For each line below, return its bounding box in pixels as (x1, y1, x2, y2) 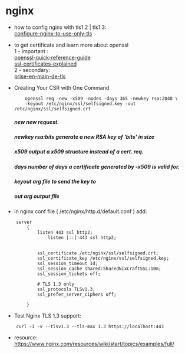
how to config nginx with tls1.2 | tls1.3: (14, 24, 107, 31)
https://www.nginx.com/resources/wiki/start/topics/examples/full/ (14, 340, 175, 347)
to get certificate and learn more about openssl (14, 41, 129, 48)
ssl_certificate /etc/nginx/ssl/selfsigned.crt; (37, 250, 159, 256)
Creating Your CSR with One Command (14, 84, 110, 91)
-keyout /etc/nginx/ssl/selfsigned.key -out (25, 100, 136, 107)
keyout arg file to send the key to (14, 178, 97, 185)
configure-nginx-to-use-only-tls (14, 30, 92, 37)
